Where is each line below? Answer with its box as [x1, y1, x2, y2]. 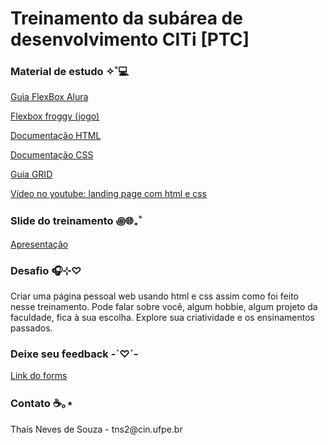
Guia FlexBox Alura [10, 91, 89, 103]
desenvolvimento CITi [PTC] [10, 28, 250, 51]
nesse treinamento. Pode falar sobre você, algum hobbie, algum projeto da [10, 301, 318, 313]
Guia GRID [10, 168, 53, 181]
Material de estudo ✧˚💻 [10, 65, 129, 79]
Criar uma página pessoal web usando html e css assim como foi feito [10, 290, 300, 302]
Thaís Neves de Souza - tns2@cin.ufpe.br [10, 423, 183, 435]
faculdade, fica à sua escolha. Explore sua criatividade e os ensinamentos [10, 312, 315, 324]
